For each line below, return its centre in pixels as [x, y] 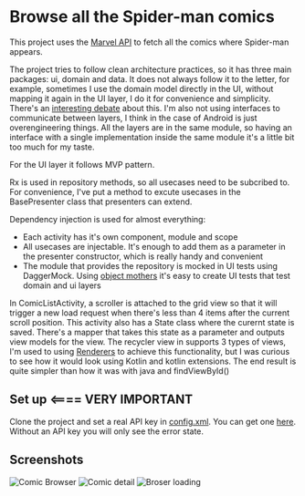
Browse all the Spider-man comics [142, 17]
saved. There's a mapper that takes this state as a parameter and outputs [147, 332]
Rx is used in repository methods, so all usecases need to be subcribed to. [150, 182]
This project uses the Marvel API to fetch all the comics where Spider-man [149, 42]
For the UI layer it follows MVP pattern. [82, 164]
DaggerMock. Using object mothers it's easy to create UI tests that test [156, 275]
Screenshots [47, 460]
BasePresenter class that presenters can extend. [101, 201]
